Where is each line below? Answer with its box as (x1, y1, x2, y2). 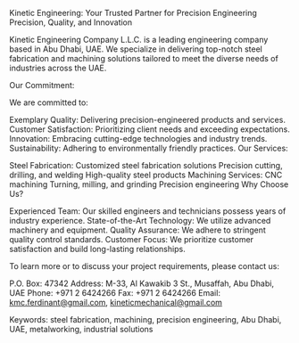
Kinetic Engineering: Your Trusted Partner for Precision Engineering (9, 8, 257, 18)
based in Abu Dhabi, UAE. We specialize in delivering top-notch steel (9, 44, 263, 54)
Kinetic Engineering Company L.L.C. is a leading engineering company (9, 35, 269, 45)
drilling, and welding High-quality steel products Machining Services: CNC (9, 169, 283, 180)
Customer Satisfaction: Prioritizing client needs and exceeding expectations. (9, 124, 290, 135)
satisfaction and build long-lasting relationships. (9, 244, 186, 254)
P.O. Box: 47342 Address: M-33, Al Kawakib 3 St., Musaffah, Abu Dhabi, (9, 278, 275, 289)
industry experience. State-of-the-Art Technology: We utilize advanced (9, 216, 271, 225)
